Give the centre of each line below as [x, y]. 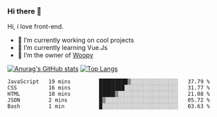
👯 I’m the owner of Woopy [55, 55]
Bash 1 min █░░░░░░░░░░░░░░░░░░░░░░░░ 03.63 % [109, 106]
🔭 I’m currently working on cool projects [76, 40]
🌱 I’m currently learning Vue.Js [63, 48]
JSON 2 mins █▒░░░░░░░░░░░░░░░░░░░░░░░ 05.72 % [109, 100]
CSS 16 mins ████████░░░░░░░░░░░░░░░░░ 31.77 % [109, 88]
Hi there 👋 [25, 11]
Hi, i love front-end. [35, 27]
